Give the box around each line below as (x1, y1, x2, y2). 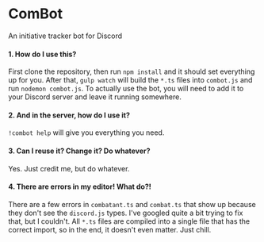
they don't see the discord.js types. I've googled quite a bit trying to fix (8, 208, 243, 217)
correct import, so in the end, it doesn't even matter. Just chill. (8, 225, 212, 234)
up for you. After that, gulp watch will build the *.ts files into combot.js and (8, 75, 253, 85)
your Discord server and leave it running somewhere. (8, 92, 182, 102)
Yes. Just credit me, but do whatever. (8, 163, 130, 173)
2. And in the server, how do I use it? (8, 110, 131, 120)
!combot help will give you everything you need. (8, 128, 165, 137)
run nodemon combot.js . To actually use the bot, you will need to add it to (8, 84, 244, 94)
